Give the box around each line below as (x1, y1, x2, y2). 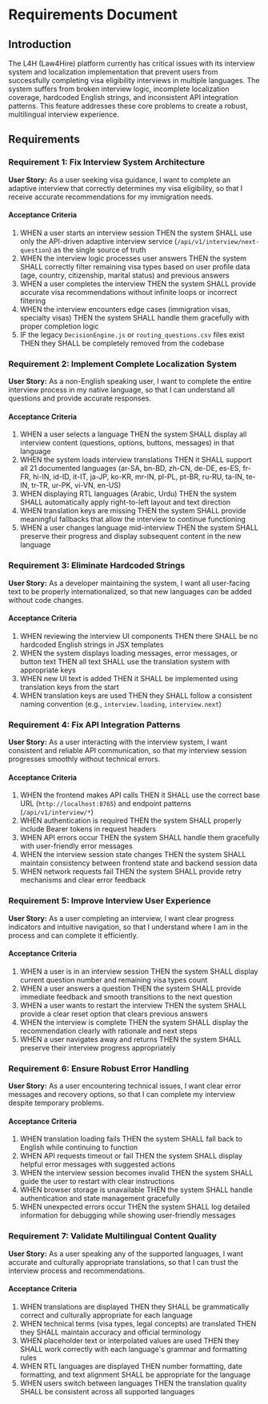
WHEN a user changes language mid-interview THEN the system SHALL (19, 523, 258, 532)
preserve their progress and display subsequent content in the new (19, 532, 242, 541)
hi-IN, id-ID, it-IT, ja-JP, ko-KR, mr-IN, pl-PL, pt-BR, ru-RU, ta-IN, (33, 472, 245, 481)
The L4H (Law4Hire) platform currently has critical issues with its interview (8, 58, 255, 68)
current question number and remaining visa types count (19, 975, 208, 984)
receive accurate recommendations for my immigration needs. (8, 192, 214, 201)
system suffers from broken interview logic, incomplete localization (8, 84, 230, 94)
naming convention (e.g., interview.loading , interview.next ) (19, 699, 222, 708)
